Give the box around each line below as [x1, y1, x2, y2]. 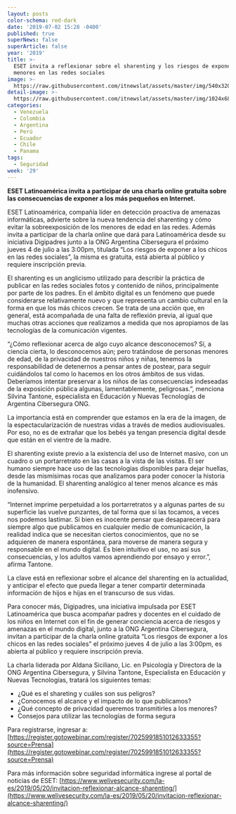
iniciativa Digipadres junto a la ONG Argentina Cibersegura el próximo [7, 237, 209, 246]
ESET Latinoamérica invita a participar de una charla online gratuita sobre [7, 186, 227, 195]
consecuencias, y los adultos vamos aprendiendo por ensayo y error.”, [7, 552, 211, 561]
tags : [7, 154, 23, 162]
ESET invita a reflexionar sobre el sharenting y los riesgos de [13, 63, 209, 70]
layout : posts [7, 10, 49, 18]
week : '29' [7, 167, 39, 174]
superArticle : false [7, 43, 68, 50]
